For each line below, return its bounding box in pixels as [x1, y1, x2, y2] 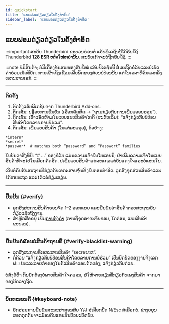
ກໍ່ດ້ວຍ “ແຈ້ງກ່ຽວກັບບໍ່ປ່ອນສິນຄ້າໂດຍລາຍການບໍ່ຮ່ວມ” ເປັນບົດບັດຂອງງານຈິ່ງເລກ [12, 255, 158, 261]
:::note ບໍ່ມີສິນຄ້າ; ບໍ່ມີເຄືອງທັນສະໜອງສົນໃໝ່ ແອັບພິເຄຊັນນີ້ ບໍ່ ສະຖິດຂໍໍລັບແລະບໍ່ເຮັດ [5, 64, 160, 71]
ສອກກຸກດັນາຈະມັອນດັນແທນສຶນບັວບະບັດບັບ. [12, 312, 95, 318]
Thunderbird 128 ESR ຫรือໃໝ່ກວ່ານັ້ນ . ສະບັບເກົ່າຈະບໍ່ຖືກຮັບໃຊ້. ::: [5, 54, 132, 60]
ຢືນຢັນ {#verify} [5, 193, 44, 200]
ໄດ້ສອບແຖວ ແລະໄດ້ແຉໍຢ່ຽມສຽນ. [5, 174, 68, 180]
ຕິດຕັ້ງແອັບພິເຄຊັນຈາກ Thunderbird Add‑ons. [12, 104, 101, 110]
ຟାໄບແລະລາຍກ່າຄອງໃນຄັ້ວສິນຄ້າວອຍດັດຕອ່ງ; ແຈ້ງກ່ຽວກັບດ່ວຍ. [12, 260, 135, 266]
